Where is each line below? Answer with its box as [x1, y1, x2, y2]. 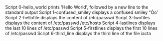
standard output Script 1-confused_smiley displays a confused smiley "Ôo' [5, 9, 159, 15]
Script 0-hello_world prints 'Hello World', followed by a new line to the [5, 4, 149, 10]
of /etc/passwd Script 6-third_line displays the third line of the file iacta [5, 31, 151, 36]
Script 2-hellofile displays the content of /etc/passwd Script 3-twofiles [5, 15, 150, 20]
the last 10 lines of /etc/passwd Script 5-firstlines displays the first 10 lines [5, 25, 158, 31]
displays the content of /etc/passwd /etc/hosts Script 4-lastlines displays [5, 20, 156, 26]
